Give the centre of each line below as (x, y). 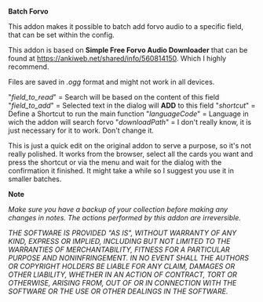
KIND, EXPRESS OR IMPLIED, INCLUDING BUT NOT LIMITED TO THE (119, 241)
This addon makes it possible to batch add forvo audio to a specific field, (126, 26)
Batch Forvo (28, 11)
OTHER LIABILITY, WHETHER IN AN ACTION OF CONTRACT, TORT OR (123, 275)
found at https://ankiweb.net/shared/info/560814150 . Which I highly (117, 58)
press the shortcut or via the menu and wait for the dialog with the (115, 162)
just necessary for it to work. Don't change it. (81, 130)
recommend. (29, 67)
